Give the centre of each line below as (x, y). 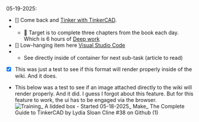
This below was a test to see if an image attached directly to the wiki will (103, 88)
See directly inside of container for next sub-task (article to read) (103, 58)
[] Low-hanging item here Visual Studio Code (70, 45)
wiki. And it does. (36, 76)
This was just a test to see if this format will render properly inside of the (103, 69)
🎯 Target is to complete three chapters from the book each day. (101, 33)
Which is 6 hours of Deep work (61, 39)
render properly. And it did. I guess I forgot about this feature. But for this (104, 94)
